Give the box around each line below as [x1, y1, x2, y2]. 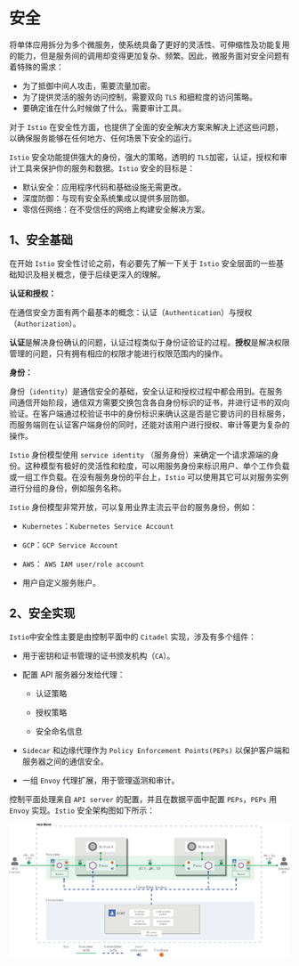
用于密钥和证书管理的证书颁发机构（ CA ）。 [21, 650, 175, 661]
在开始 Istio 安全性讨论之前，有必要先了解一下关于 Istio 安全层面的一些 [9, 257, 277, 268]
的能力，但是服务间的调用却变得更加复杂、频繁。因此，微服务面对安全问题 [9, 50, 282, 61]
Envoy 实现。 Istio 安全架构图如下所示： [9, 805, 156, 816]
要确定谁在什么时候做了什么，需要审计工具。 [21, 102, 187, 113]
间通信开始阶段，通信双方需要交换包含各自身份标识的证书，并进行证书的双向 [9, 397, 290, 408]
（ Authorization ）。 [9, 318, 82, 329]
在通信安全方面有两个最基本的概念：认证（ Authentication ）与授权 [9, 306, 253, 317]
